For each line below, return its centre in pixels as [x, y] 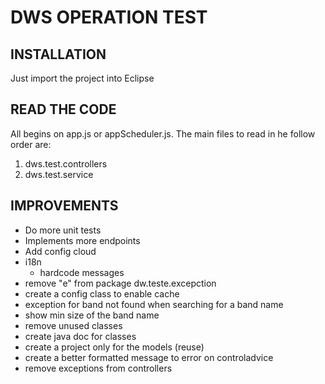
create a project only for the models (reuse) [114, 347]
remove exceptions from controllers [98, 368]
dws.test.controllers [66, 163]
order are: [31, 144]
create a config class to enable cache [102, 293]
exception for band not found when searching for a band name [154, 304]
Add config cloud [60, 251]
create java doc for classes [80, 336]
